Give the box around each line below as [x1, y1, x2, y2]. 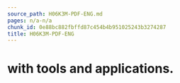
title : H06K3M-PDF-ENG [7, 30, 74, 38]
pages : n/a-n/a [7, 17, 52, 24]
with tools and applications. [7, 61, 174, 77]
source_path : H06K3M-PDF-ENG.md [7, 10, 103, 18]
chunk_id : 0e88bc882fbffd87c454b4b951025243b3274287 [7, 23, 167, 31]
